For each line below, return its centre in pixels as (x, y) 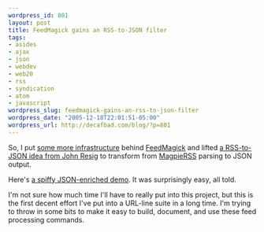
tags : (17, 37)
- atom (19, 96)
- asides (22, 45)
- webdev (22, 67)
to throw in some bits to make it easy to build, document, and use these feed (132, 211)
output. (20, 164)
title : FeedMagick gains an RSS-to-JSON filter (88, 30)
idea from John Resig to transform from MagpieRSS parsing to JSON (140, 156)
